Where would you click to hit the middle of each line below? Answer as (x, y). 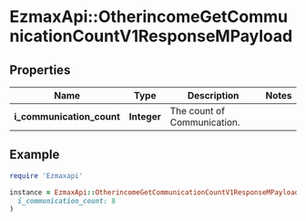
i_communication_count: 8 (67, 201)
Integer (145, 116)
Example (35, 155)
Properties (40, 70)
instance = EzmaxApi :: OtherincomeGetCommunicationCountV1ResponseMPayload (154, 192)
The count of (198, 111)
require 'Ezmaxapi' (46, 175)
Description (213, 95)
